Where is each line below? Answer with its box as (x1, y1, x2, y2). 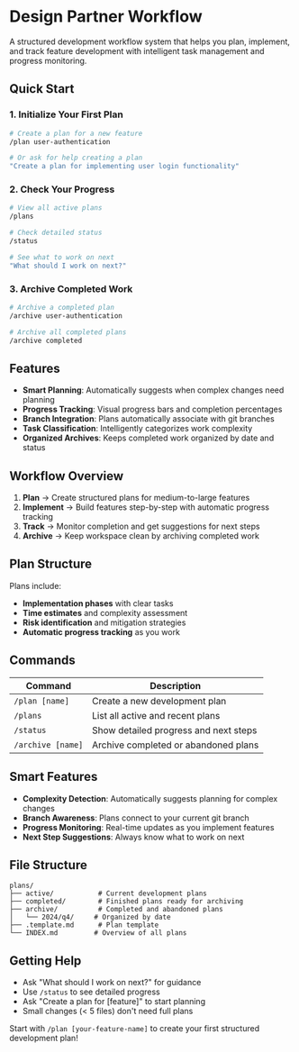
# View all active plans (9, 204, 103, 213)
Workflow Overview (9, 468, 124, 484)
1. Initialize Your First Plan (9, 108, 123, 121)
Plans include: (9, 580, 61, 591)
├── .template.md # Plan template (9, 920, 159, 930)
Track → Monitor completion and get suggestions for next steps (22, 521, 260, 532)
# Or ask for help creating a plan (9, 153, 143, 163)
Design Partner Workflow (9, 6, 203, 27)
